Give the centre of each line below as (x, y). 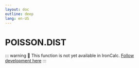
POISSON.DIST (36, 42)
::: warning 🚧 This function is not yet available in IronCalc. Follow (69, 55)
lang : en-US (17, 18)
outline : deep (19, 14)
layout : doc (17, 9)
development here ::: (26, 61)
